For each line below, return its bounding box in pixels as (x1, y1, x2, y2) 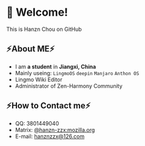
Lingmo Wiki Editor (15, 76, 62, 83)
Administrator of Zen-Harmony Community (15, 82, 123, 90)
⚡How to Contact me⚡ (6, 101, 91, 111)
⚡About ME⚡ (6, 44, 55, 54)
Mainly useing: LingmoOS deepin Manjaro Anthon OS (15, 69, 140, 76)
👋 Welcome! (6, 5, 69, 19)
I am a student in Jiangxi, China (15, 63, 96, 70)
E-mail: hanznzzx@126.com (15, 133, 85, 140)
